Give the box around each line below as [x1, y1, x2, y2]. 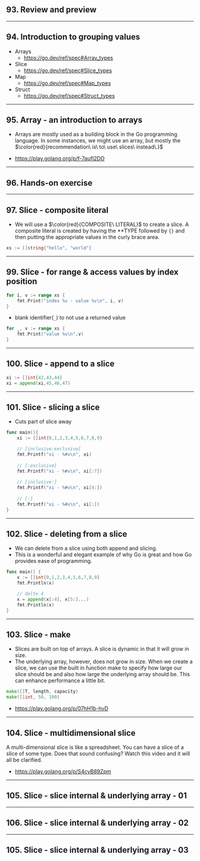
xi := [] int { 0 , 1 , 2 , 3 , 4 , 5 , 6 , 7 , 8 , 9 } [17, 435, 103, 441]
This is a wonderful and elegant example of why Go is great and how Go [14, 551, 192, 558]
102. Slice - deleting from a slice [6, 529, 127, 539]
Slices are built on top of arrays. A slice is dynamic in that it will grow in [14, 645, 189, 652]
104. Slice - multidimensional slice [6, 727, 136, 738]
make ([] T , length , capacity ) [6, 689, 79, 695]
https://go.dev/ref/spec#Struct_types [23, 92, 115, 99]
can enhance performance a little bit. [14, 677, 106, 685]
